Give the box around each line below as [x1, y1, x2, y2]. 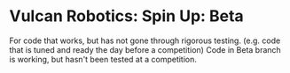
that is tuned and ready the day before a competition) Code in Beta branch [9, 44, 281, 55]
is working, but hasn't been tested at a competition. [9, 54, 198, 64]
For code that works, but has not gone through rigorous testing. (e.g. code [9, 35, 281, 46]
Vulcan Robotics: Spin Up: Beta [9, 6, 244, 26]
